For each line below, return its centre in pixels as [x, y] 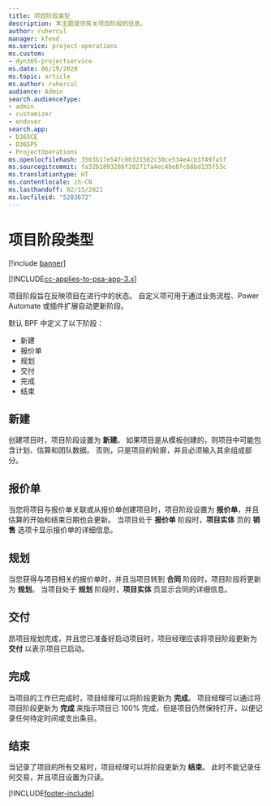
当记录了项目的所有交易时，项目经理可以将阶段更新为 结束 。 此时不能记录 [131, 767]
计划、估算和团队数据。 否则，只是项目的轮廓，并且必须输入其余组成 [130, 450]
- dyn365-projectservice [50, 62]
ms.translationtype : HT [49, 175]
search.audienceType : [45, 99]
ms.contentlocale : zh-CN [50, 182]
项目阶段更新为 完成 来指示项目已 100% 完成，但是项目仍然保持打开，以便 [132, 708]
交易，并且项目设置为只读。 [61, 778]
